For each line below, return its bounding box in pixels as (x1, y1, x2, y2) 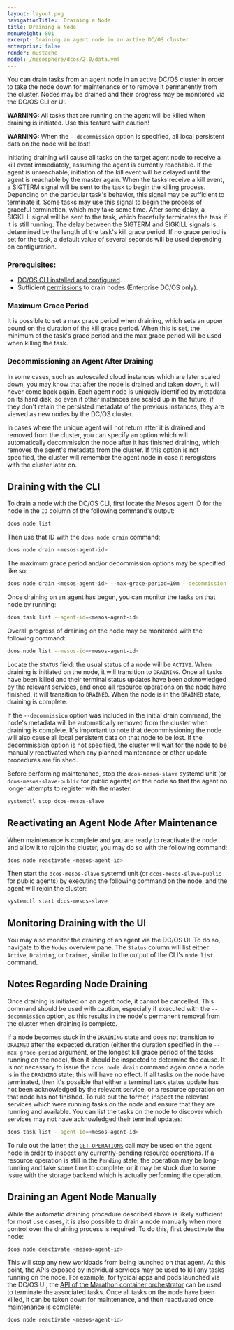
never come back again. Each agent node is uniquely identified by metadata (7, 387, 226, 396)
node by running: (7, 601, 57, 609)
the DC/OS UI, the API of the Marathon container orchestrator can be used (7, 1280, 221, 1289)
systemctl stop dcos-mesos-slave (7, 797, 105, 804)
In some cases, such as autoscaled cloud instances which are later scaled (7, 372, 221, 381)
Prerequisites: (7, 260, 57, 270)
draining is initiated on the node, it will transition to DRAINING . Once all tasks (7, 667, 223, 676)
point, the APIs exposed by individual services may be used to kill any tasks (7, 1266, 225, 1274)
